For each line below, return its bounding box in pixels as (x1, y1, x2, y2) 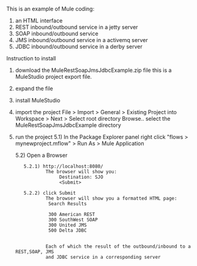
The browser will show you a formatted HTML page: (45, 195, 177, 201)
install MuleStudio (15, 97, 61, 104)
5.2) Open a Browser (15, 152, 68, 159)
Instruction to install (6, 55, 56, 62)
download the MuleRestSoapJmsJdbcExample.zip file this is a (15, 66, 172, 74)
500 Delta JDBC (48, 228, 87, 234)
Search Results (48, 201, 87, 207)
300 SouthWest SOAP (48, 217, 98, 223)
